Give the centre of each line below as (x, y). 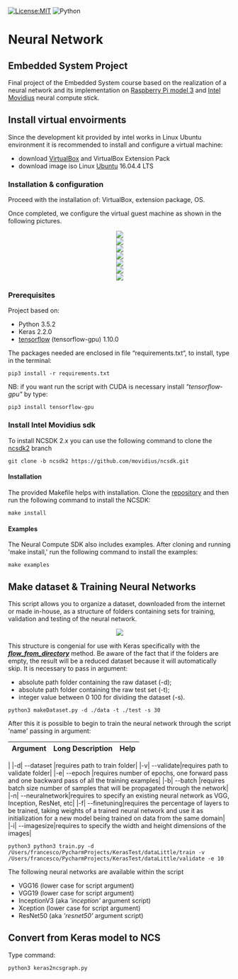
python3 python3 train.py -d (51, 846)
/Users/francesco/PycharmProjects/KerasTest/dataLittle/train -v (106, 852)
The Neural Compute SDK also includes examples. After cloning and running (119, 544)
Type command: (32, 955)
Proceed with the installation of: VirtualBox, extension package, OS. (107, 200)
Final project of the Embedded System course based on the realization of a (118, 83)
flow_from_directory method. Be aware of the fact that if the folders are (113, 653)
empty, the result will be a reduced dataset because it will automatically (112, 661)
